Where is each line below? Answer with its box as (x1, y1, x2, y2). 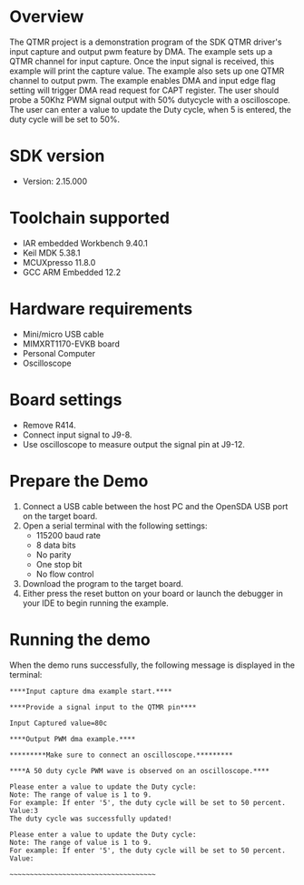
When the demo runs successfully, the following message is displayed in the (9, 659, 296, 670)
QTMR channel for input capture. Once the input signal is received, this (9, 55, 275, 66)
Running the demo (9, 629, 152, 649)
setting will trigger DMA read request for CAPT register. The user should (9, 85, 279, 96)
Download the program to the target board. (22, 578, 184, 588)
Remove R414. (22, 419, 76, 430)
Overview (9, 6, 84, 27)
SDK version (9, 146, 105, 166)
